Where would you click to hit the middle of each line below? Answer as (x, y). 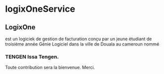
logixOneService (40, 9)
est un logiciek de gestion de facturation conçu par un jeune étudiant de (79, 39)
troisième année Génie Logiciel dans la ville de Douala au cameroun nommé (82, 44)
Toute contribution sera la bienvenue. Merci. (50, 68)
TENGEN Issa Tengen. (32, 56)
